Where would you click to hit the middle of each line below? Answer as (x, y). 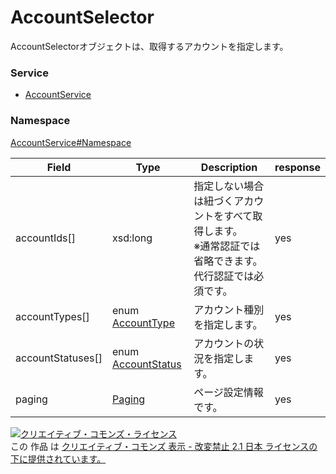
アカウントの (224, 343)
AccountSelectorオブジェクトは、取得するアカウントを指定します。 (149, 46)
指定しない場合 (229, 186)
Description (229, 167)
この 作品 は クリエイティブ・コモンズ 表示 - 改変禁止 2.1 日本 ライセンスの (164, 446)
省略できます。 (228, 261)
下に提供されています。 (58, 458)
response (297, 167)
